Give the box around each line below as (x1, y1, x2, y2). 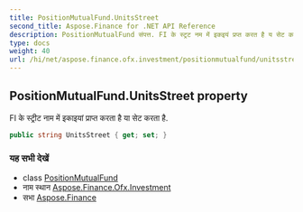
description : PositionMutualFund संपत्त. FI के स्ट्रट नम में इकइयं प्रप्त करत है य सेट (9, 30, 285, 39)
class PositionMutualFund (22, 172, 119, 183)
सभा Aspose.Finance (22, 191, 97, 203)
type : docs (9, 38, 50, 48)
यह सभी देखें (9, 152, 50, 164)
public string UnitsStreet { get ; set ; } (9, 130, 168, 140)
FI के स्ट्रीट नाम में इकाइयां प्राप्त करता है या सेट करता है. (9, 112, 169, 123)
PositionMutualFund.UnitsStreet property (9, 88, 248, 104)
